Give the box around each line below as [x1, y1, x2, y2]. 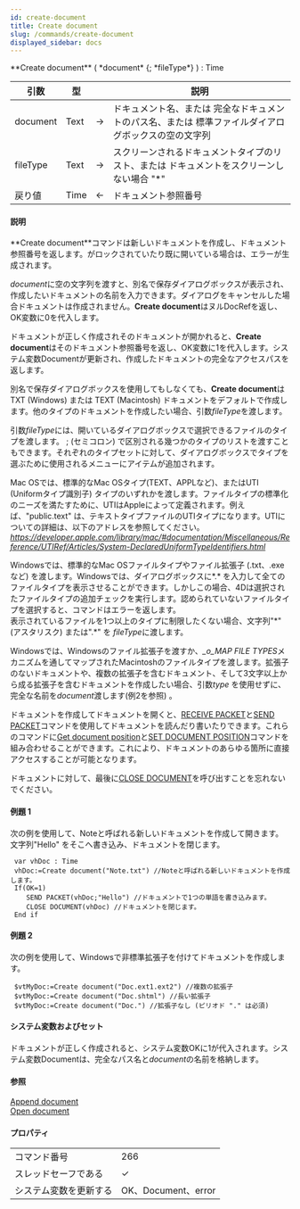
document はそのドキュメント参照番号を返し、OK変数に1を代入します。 [10, 343, 273, 353]
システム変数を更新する [14, 1184, 113, 1197]
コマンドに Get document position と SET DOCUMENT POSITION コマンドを [17, 732, 289, 742]
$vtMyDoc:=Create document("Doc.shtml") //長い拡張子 [13, 991, 212, 1000]
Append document [10, 1097, 79, 1107]
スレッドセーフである [14, 1168, 103, 1180]
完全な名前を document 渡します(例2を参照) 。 [10, 691, 177, 701]
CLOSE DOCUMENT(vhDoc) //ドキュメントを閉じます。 [26, 902, 201, 911]
